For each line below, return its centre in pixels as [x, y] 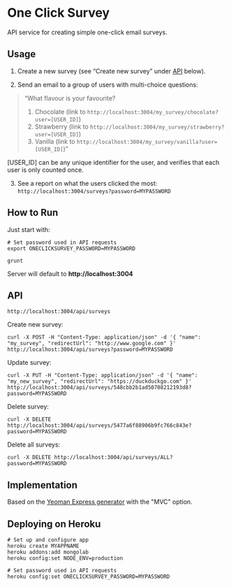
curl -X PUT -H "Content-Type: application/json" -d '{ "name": [103, 375]
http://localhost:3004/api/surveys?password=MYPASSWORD [90, 350]
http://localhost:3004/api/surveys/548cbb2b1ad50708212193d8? [99, 388]
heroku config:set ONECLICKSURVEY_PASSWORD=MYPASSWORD [89, 577]
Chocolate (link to [60, 111]
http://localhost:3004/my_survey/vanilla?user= [147, 142]
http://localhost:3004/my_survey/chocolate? [152, 112]
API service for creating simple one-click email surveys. [87, 32]
